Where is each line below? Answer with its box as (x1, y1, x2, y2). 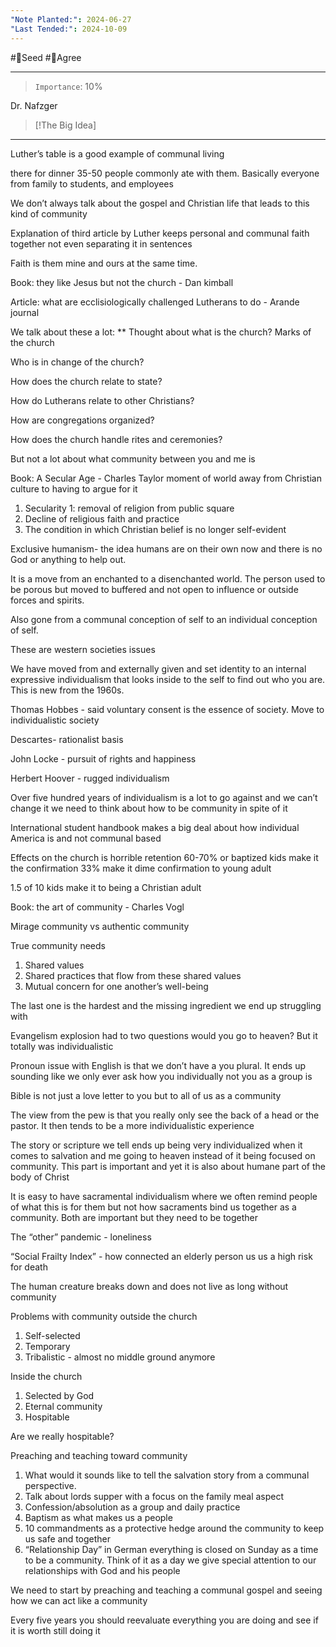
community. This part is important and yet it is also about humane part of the (10, 1160, 326, 1172)
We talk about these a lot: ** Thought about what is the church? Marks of (10, 326, 312, 338)
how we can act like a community (10, 1594, 148, 1606)
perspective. (24, 1479, 77, 1491)
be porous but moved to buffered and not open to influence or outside (10, 583, 299, 595)
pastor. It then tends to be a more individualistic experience (10, 1119, 255, 1131)
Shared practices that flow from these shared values (24, 969, 242, 981)
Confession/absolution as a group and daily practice (24, 1501, 241, 1513)
